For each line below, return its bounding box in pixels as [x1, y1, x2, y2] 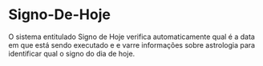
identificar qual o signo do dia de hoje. [8, 49, 136, 58]
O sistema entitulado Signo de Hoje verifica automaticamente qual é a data [8, 32, 255, 41]
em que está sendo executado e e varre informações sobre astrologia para [8, 40, 255, 49]
